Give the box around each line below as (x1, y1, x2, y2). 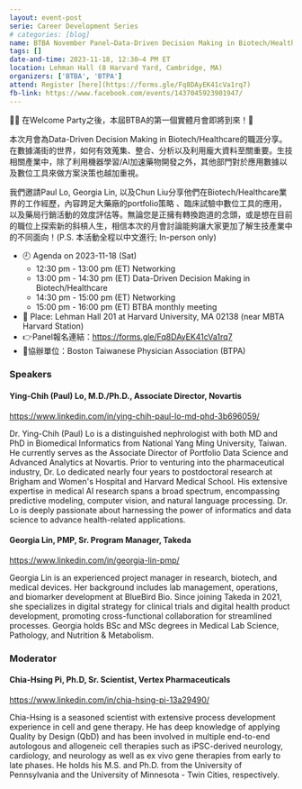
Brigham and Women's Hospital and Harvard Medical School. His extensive (9, 476, 288, 486)
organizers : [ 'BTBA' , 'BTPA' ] (9, 72, 123, 81)
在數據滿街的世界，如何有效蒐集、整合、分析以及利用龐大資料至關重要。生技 (9, 145, 293, 156)
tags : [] (9, 47, 42, 56)
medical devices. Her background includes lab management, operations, (9, 582, 279, 593)
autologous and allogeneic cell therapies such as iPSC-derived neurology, (9, 740, 283, 751)
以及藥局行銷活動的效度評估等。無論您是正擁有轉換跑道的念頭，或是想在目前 (9, 209, 293, 220)
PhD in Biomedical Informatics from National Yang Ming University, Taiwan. (9, 438, 288, 449)
